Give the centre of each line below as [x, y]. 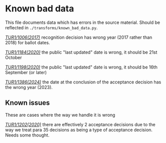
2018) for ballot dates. [28, 42]
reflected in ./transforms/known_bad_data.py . [51, 27]
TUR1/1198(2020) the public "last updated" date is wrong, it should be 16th [81, 67]
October [14, 57]
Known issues [28, 103]
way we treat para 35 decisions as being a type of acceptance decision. [79, 130]
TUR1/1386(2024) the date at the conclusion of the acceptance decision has [83, 82]
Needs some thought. [27, 135]
